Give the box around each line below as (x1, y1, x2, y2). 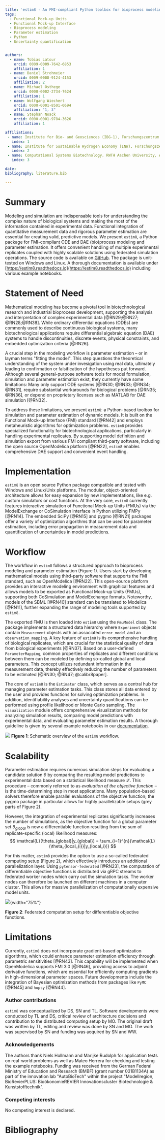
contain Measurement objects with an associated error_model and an (5, 630, 141, 636)
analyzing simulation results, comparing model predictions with (5, 713, 133, 718)
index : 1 (11, 139, 29, 144)
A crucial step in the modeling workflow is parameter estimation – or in (5, 350, 148, 356)
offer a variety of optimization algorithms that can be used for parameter (5, 519, 152, 524)
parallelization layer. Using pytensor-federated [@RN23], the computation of (5, 863, 160, 869)
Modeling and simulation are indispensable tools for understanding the (5, 213, 148, 219)
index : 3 (11, 158, 29, 163)
